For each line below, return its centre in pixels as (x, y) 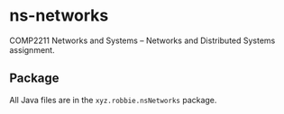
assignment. (32, 49)
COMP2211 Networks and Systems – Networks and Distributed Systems (142, 40)
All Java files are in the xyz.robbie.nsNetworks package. (113, 100)
